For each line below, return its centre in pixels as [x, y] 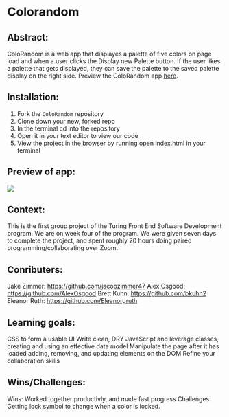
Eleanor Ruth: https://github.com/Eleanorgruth [72, 301]
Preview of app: [41, 172]
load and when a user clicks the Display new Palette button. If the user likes [114, 61]
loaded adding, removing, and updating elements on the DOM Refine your [111, 354]
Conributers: [35, 270]
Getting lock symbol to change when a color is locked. [84, 406]
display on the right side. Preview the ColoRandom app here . [93, 76]
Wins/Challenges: [46, 382]
